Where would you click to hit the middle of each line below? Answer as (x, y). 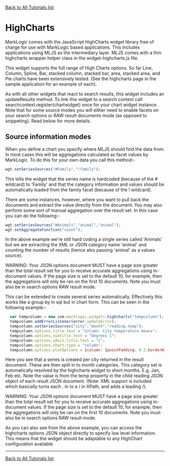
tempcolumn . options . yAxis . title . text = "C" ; (57, 340)
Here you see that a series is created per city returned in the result (75, 359)
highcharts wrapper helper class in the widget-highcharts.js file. (72, 58)
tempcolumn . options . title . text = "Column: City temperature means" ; (83, 331)
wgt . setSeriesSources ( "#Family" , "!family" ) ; (53, 169)
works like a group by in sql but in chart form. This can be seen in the (77, 302)
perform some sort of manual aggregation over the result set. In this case (81, 210)
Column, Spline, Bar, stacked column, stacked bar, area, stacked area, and (83, 73)
